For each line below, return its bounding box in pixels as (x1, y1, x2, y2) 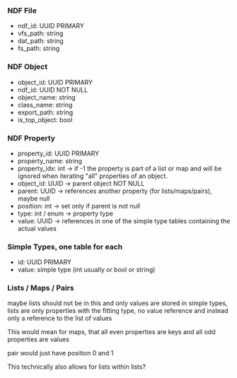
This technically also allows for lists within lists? (7, 362, 146, 371)
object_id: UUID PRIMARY (17, 78, 93, 86)
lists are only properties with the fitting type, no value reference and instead (7, 307, 229, 315)
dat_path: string (17, 37, 64, 45)
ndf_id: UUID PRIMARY (17, 22, 85, 30)
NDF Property (7, 133, 55, 143)
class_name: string (17, 100, 73, 109)
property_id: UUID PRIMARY (17, 149, 100, 158)
